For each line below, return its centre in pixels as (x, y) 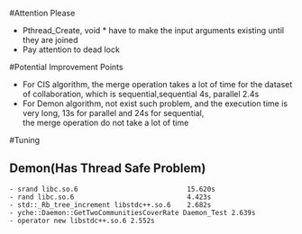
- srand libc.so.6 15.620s (113, 189)
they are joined (50, 40)
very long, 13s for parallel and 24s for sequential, (113, 113)
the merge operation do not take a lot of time (105, 122)
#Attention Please (42, 13)
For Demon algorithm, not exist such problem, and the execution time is (155, 103)
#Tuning (25, 140)
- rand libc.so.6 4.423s (110, 197)
